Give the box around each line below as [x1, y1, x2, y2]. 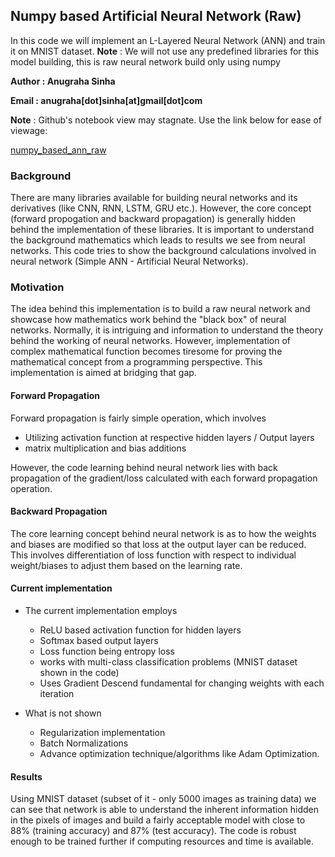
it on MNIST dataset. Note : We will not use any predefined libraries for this [10, 45, 320, 57]
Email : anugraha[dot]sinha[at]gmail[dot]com [10, 94, 203, 106]
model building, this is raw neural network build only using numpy [10, 55, 281, 68]
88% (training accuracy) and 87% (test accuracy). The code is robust [10, 825, 297, 837]
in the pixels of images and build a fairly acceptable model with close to [10, 814, 306, 826]
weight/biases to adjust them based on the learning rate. [10, 559, 243, 571]
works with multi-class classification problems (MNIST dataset [39, 656, 298, 668]
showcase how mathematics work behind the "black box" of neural [10, 314, 287, 326]
